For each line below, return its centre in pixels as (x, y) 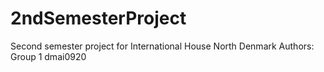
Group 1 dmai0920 (48, 56)
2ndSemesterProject (98, 18)
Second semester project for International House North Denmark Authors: (162, 46)
